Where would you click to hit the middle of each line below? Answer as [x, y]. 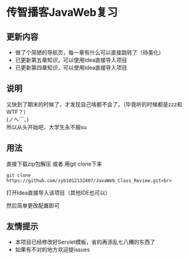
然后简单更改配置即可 [33, 205]
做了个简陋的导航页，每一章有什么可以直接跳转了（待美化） [89, 52]
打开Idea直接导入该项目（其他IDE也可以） [59, 192]
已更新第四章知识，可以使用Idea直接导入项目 [71, 68]
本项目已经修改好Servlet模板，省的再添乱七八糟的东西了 [85, 242]
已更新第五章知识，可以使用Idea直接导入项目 [71, 60]
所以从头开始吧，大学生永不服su [46, 127]
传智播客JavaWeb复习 [62, 12]
